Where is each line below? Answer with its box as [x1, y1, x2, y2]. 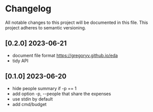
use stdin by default [12, 96, 53, 102]
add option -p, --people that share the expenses [12, 91, 111, 97]
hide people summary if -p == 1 [12, 85, 77, 91]
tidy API [12, 58, 29, 64]
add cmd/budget [12, 101, 47, 107]
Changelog [5, 3, 51, 14]
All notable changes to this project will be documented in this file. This [5, 19, 149, 25]
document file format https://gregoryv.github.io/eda [12, 52, 118, 58]
